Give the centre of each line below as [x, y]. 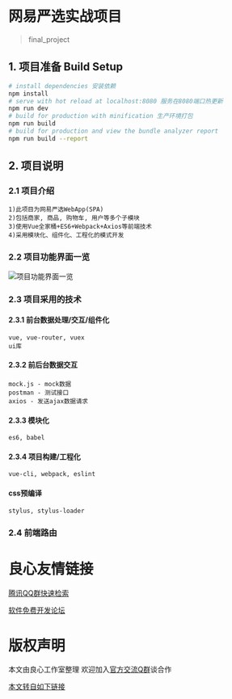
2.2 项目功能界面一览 [49, 257]
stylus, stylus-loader [46, 511]
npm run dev [28, 109]
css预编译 [25, 493]
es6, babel [27, 438]
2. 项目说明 [36, 166]
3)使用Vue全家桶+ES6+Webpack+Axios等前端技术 [80, 227]
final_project [49, 39]
